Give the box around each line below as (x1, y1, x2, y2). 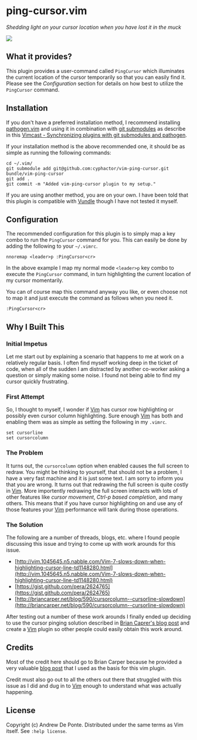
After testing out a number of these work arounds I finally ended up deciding (6, 613, 191, 620)
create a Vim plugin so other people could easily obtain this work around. (6, 625, 183, 632)
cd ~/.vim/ (6, 160, 33, 166)
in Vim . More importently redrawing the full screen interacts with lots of (6, 487, 178, 494)
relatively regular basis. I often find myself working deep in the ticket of (6, 359, 178, 366)
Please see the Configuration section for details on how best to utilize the (6, 79, 184, 87)
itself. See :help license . (6, 727, 67, 734)
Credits (6, 643, 34, 653)
